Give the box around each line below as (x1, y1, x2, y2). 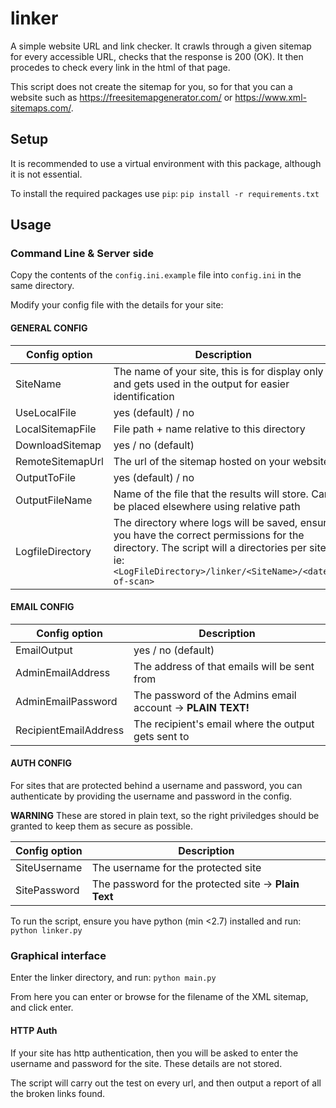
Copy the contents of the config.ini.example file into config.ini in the (10, 269, 302, 281)
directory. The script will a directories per (113, 540, 307, 554)
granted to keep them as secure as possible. (10, 820, 193, 832)
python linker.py (10, 926, 83, 936)
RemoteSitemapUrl (15, 454, 104, 468)
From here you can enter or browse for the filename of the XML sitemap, (10, 991, 309, 1003)
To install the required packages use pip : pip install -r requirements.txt (10, 187, 320, 199)
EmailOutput (15, 643, 73, 657)
